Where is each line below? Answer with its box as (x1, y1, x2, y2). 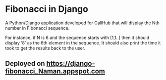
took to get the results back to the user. (5, 45, 86, 51)
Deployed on (5, 59, 46, 68)
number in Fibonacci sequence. (5, 25, 70, 31)
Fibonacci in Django (5, 3, 88, 15)
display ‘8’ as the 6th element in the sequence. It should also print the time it (5, 40, 161, 45)
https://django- (46, 59, 95, 68)
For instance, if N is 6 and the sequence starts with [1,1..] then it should (5, 35, 150, 40)
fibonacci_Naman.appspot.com (5, 67, 106, 76)
